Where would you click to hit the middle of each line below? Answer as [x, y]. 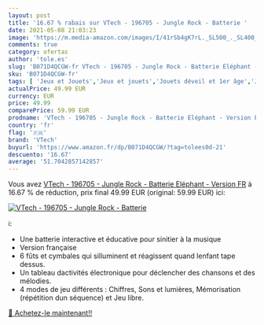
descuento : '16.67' [40, 154]
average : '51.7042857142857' [56, 162]
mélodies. [35, 281]
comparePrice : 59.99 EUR [49, 111]
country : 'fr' [31, 125]
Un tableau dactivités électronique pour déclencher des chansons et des [137, 273]
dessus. [32, 264]
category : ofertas [38, 52]
